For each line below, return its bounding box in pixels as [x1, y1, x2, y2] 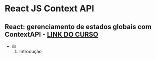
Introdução [19, 49, 42, 54]
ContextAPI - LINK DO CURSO [4, 30, 98, 38]
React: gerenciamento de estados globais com [4, 23, 152, 31]
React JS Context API [4, 3, 94, 14]
